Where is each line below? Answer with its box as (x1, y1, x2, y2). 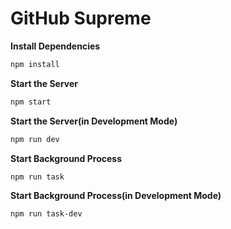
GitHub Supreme (10, 7, 152, 30)
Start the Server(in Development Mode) (10, 115, 178, 127)
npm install (10, 59, 60, 69)
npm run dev (10, 134, 60, 144)
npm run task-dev (10, 209, 83, 219)
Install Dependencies (10, 40, 101, 52)
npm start (10, 97, 52, 107)
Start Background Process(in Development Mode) (10, 190, 222, 202)
